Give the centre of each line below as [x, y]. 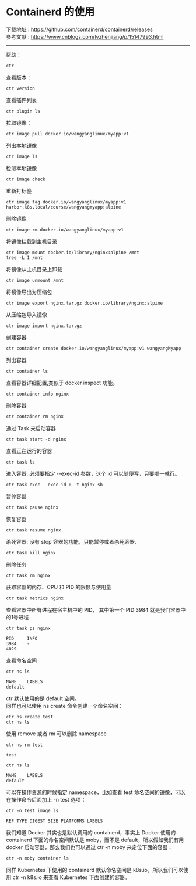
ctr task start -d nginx [36, 439]
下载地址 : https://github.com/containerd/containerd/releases [79, 29]
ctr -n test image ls [32, 810]
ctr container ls [27, 371]
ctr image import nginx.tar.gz [44, 326]
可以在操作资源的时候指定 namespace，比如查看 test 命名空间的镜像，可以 [96, 792]
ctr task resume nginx [34, 530]
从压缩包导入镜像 [27, 315]
